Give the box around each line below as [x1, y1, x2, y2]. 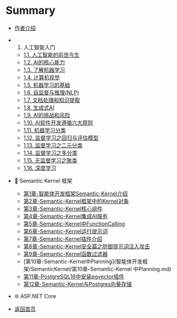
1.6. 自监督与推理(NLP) [23, 89, 79, 96]
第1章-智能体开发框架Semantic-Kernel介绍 [23, 189, 128, 197]
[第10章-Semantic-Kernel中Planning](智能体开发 [23, 258, 143, 265]
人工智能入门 [23, 43, 55, 51]
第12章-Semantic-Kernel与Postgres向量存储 [23, 280, 132, 287]
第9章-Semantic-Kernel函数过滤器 [23, 250, 108, 257]
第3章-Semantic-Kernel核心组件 [23, 205, 103, 212]
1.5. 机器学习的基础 [23, 81, 70, 88]
